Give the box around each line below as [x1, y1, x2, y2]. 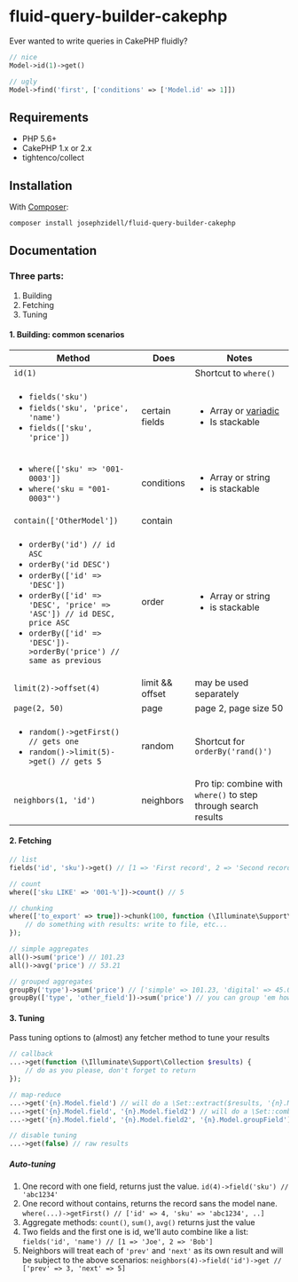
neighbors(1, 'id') [13, 795, 96, 805]
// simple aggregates [9, 945, 90, 954]
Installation [9, 178, 73, 193]
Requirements [9, 109, 89, 125]
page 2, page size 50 [194, 701, 284, 714]
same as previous [28, 655, 102, 665]
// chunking [9, 904, 53, 913]
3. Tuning [9, 1012, 45, 1023]
